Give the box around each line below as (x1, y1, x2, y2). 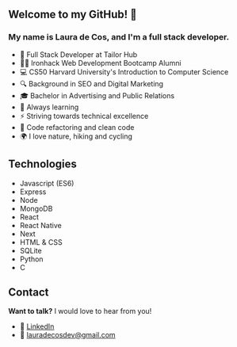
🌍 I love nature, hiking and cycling (19, 132, 133, 141)
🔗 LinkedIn (19, 322, 55, 331)
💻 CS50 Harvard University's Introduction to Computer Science (19, 67, 229, 76)
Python (19, 254, 44, 264)
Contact (8, 285, 49, 299)
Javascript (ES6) (19, 178, 75, 188)
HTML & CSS (19, 237, 63, 246)
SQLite (19, 246, 42, 255)
